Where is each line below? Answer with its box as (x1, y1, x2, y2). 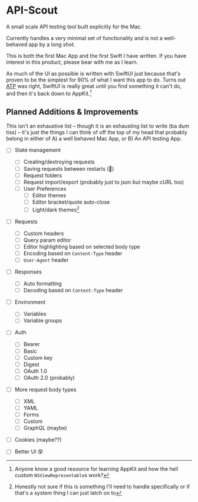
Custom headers (23, 230, 64, 237)
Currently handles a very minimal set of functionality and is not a (6, 34, 163, 41)
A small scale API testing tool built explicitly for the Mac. (6, 23, 143, 30)
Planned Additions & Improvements (6, 107, 138, 117)
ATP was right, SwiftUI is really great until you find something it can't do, (6, 82, 181, 89)
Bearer (23, 341, 40, 348)
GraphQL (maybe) (23, 425, 68, 432)
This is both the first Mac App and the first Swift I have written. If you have (6, 52, 187, 59)
